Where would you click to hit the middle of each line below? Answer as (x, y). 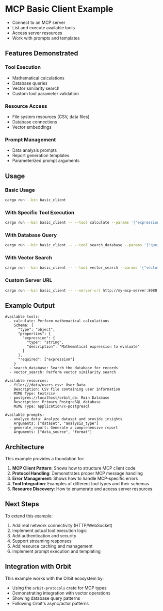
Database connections (34, 122)
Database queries (30, 83)
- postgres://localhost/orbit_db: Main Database (59, 398)
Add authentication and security (44, 535)
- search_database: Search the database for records (64, 368)
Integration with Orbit (38, 567)
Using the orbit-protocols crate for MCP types (59, 588)
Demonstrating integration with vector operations (61, 593)
